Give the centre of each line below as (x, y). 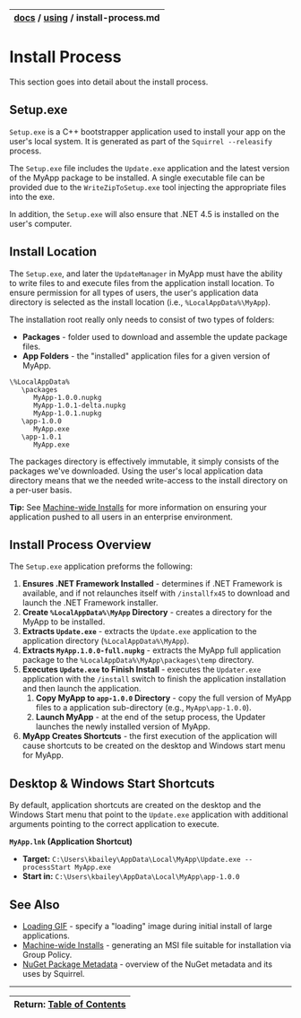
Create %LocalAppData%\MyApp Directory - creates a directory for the (147, 613)
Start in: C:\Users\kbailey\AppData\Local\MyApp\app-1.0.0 (131, 876)
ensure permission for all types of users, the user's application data (134, 292)
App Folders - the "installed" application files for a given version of (146, 356)
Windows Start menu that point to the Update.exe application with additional (149, 814)
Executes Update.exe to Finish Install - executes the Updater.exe (142, 670)
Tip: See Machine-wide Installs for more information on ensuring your (138, 507)
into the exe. (32, 196)
